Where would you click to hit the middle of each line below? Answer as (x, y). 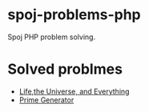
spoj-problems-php (74, 15)
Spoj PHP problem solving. (52, 37)
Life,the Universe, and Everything (74, 91)
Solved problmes (65, 69)
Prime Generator (46, 100)
